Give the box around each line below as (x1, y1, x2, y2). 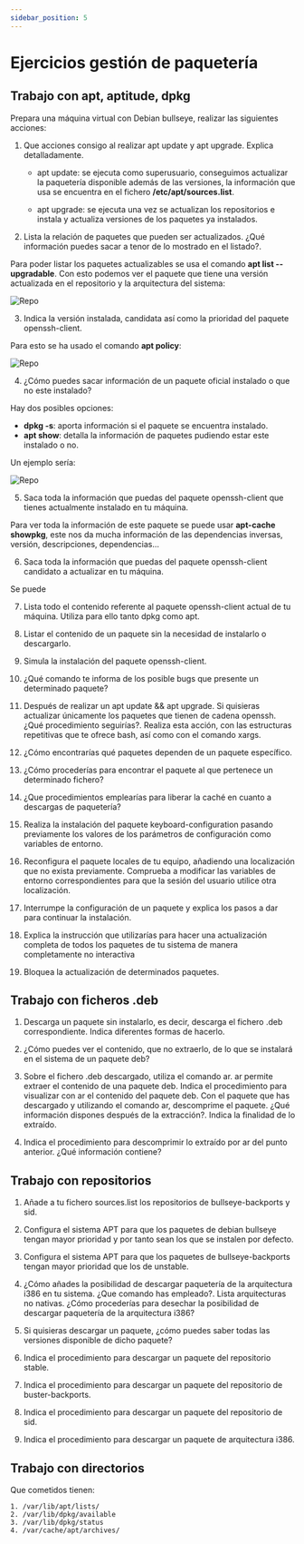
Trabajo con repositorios (10, 1173, 152, 1188)
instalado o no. (23, 439, 80, 450)
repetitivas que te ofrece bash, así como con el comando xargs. (23, 729, 261, 740)
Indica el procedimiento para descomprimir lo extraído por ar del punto (23, 1136, 288, 1148)
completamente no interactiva (23, 949, 135, 959)
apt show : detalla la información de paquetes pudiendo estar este (23, 429, 270, 440)
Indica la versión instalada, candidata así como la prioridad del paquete (23, 312, 290, 323)
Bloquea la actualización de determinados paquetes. (23, 966, 220, 977)
